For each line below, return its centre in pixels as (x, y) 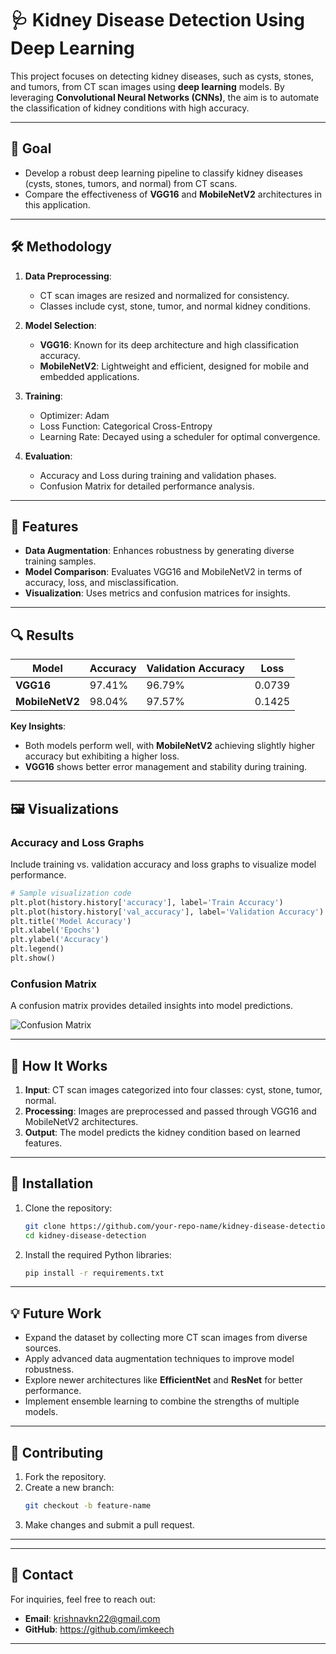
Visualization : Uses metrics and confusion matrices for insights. (157, 593)
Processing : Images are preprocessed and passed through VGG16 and (170, 1111)
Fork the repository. (65, 1477)
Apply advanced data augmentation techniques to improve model (159, 1359)
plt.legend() (37, 949)
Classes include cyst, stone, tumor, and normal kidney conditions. (175, 306)
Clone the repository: (68, 1208)
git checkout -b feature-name (88, 1506)
